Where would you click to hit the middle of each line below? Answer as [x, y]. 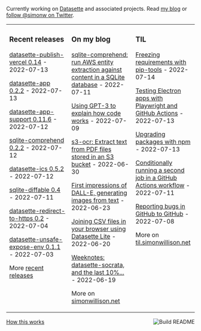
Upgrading [150, 134]
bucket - [84, 164]
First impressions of [99, 185]
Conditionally [154, 163]
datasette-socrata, [98, 265]
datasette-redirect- [37, 211]
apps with [149, 98]
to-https [21, 218]
